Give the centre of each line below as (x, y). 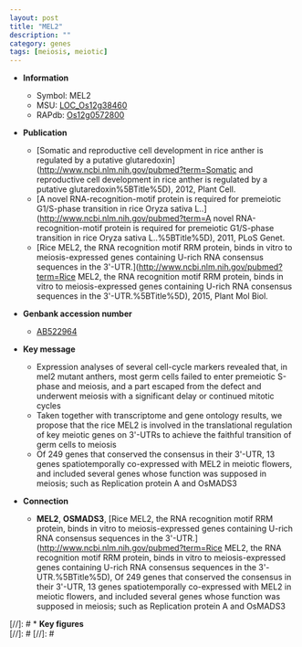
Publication (45, 133)
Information (46, 78)
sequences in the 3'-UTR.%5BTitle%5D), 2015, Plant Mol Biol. (152, 296)
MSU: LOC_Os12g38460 (82, 105)
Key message (49, 349)
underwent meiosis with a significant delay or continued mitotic (156, 396)
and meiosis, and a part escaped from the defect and (161, 387)
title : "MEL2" (36, 27)
